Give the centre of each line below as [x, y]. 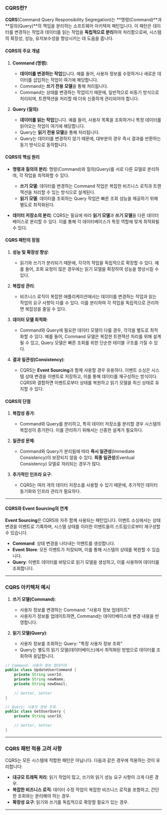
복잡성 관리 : [24, 286]
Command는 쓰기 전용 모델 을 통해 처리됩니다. [64, 86]
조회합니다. [23, 568]
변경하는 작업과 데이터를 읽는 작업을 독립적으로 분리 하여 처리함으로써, [81, 32]
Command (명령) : [30, 63]
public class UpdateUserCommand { [41, 670]
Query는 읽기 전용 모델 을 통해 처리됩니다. [60, 132]
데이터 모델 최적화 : [30, 319]
